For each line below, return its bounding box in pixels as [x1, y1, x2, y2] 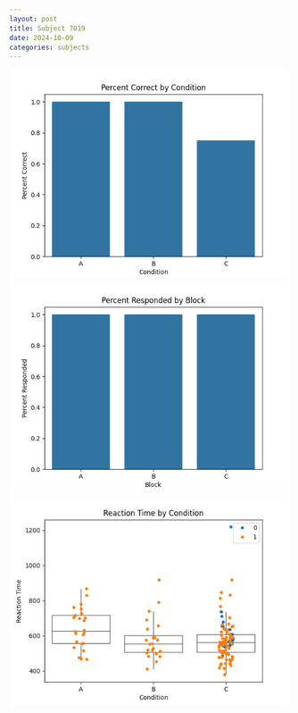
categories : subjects [9, 43, 90, 52]
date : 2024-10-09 [9, 33, 74, 42]
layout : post [9, 14, 58, 23]
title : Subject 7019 [9, 23, 87, 33]
